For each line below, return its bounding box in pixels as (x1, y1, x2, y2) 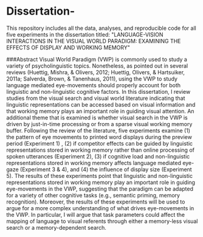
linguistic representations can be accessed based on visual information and (6, 101, 196, 108)
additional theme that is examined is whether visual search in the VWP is (6, 114, 188, 121)
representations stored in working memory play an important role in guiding (6, 179, 196, 186)
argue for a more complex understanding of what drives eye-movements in (6, 204, 194, 211)
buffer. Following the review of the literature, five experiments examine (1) (6, 127, 190, 134)
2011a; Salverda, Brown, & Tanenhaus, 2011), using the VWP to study (6, 75, 178, 82)
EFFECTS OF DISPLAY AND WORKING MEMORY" (6, 44, 131, 51)
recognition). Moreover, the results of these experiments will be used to (6, 198, 185, 205)
